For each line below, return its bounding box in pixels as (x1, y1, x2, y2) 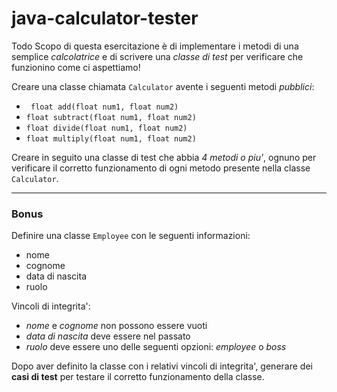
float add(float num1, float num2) (30, 102, 179, 112)
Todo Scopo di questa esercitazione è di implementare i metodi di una (11, 40, 299, 52)
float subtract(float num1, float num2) (25, 112, 197, 122)
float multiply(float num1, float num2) (25, 133, 197, 144)
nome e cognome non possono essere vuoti (25, 320, 208, 332)
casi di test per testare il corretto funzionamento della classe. (11, 371, 265, 383)
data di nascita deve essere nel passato (25, 330, 191, 342)
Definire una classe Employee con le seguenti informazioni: (11, 230, 251, 242)
